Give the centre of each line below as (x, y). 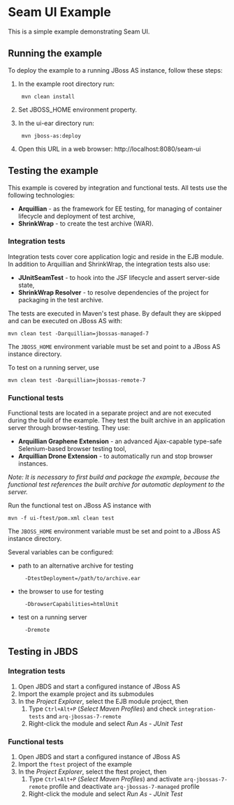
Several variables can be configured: (61, 552)
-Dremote (37, 630)
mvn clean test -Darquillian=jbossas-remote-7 (77, 380)
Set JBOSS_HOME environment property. (78, 110)
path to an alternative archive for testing (75, 566)
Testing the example (53, 171)
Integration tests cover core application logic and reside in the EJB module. (116, 256)
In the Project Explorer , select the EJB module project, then (103, 701)
